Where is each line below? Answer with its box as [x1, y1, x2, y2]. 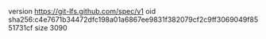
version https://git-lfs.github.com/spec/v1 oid [8, 7, 156, 16]
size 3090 [34, 23, 67, 32]
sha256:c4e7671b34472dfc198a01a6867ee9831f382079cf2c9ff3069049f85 [8, 15, 259, 24]
